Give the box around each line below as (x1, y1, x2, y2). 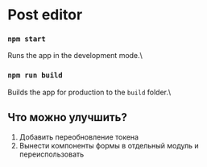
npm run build (7, 71, 63, 80)
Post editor (7, 6, 83, 24)
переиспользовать (19, 149, 85, 159)
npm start (7, 35, 46, 44)
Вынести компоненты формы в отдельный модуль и (19, 140, 199, 150)
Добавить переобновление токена (19, 132, 139, 142)
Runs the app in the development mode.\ (7, 51, 143, 61)
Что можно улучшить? (7, 111, 128, 124)
